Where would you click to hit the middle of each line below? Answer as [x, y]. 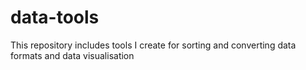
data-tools [55, 17]
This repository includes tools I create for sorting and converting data [153, 45]
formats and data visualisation [72, 55]
